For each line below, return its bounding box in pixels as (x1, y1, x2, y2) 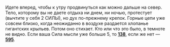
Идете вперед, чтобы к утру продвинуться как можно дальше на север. (5, 5, 162, 10)
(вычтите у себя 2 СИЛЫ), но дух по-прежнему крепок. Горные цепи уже (5, 15, 165, 21)
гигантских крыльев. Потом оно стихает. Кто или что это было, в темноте (5, 26, 165, 32)
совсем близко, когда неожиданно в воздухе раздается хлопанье (5, 20, 149, 26)
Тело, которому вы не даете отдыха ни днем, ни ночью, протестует (5, 10, 152, 16)
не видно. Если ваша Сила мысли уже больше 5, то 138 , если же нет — (5, 31, 160, 37)
